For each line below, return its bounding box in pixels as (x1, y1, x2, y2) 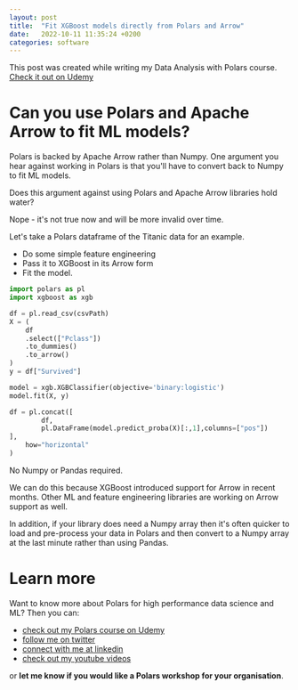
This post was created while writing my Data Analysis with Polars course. (9, 62, 278, 73)
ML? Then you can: (9, 607, 80, 618)
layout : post (9, 12, 58, 22)
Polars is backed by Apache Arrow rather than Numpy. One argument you (9, 151, 279, 162)
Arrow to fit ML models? (9, 122, 190, 142)
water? (9, 197, 35, 207)
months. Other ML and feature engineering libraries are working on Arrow (9, 491, 278, 502)
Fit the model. (21, 268, 73, 279)
